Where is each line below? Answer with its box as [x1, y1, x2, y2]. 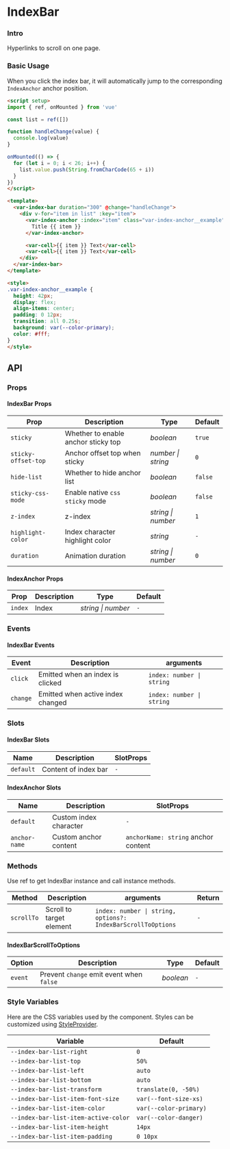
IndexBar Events [7, 641, 55, 649]
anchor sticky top [64, 438, 121, 447]
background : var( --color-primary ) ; [13, 325, 115, 331]
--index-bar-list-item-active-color [10, 1113, 130, 1122]
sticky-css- [10, 490, 50, 497]
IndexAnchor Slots [7, 783, 62, 792]
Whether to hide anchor [64, 468, 142, 478]
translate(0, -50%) [136, 1085, 200, 1093]
